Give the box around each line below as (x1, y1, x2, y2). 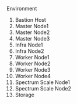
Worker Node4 (15, 73, 51, 79)
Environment (6, 5, 37, 12)
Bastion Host (15, 16, 46, 23)
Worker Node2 (15, 60, 51, 67)
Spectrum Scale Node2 (15, 85, 72, 92)
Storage (15, 91, 34, 98)
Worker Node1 (15, 54, 50, 61)
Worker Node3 (15, 66, 51, 73)
